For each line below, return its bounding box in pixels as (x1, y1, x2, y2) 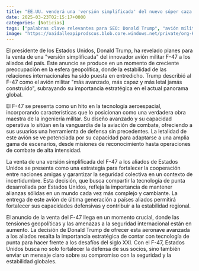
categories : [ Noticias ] (6, 20, 65, 25)
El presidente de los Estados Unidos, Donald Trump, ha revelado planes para (6, 47, 193, 54)
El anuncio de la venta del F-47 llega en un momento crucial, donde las (6, 214, 179, 221)
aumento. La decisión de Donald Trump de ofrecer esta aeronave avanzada (6, 227, 191, 234)
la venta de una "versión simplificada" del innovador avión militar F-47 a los (6, 53, 191, 60)
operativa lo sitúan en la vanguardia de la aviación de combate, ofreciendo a (6, 122, 192, 129)
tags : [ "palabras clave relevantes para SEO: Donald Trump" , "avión (6, 25, 179, 31)
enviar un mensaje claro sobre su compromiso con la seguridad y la (6, 251, 172, 259)
